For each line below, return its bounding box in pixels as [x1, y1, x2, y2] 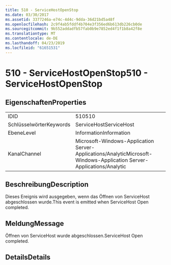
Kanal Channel [8, 150, 42, 157]
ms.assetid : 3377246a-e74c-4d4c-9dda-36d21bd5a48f [5, 17, 115, 22]
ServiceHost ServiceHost [75, 121, 134, 128]
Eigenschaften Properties [5, 98, 87, 107]
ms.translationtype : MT [5, 31, 56, 36]
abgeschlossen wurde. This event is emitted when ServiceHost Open [5, 199, 149, 205]
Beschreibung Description [5, 180, 89, 189]
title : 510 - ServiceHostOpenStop [5, 7, 79, 13]
